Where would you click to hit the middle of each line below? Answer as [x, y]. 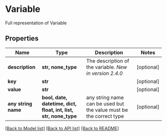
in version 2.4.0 [104, 73]
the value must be [107, 110]
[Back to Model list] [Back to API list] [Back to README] [62, 128]
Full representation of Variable [36, 23]
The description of [108, 61]
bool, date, [54, 97]
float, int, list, [57, 110]
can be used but [105, 104]
